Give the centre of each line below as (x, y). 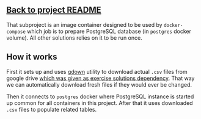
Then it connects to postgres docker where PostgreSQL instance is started (100, 96)
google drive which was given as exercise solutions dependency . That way (100, 78)
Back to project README (54, 10)
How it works (32, 57)
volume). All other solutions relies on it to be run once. (74, 38)
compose (16, 32)
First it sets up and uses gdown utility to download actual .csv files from (97, 71)
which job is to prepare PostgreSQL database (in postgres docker (109, 31)
